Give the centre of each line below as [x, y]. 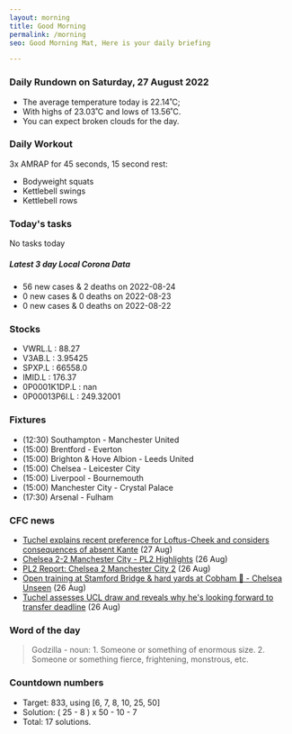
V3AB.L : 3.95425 [55, 358]
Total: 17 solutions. [57, 721]
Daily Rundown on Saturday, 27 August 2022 [109, 82]
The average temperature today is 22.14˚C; [102, 102]
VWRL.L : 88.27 [51, 349]
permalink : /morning [48, 34]
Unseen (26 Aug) [54, 588]
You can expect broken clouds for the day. [101, 121]
